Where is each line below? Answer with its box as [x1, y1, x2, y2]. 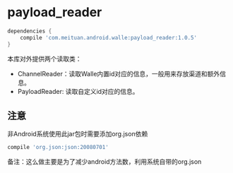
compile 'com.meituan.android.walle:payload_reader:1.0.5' [20, 34, 198, 41]
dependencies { [7, 28, 52, 35]
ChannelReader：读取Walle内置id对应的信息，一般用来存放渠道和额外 [17, 69, 220, 78]
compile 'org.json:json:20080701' [7, 144, 109, 151]
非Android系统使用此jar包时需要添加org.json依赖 [7, 130, 148, 138]
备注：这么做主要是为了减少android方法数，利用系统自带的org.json [7, 157, 202, 166]
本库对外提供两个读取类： [7, 54, 82, 63]
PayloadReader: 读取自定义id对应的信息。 [17, 87, 139, 95]
